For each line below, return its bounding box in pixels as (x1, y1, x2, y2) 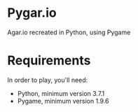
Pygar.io (7, 5, 57, 21)
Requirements (7, 52, 91, 69)
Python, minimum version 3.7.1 (17, 89, 105, 97)
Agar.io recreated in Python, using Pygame (7, 28, 131, 36)
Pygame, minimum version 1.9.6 (17, 97, 109, 105)
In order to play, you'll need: (7, 76, 88, 84)
